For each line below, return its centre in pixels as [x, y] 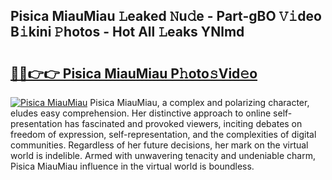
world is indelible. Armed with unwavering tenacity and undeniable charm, [163, 155]
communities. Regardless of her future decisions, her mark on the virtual [159, 145]
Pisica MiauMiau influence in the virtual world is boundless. [132, 166]
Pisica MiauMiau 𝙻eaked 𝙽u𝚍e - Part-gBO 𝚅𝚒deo [166, 16]
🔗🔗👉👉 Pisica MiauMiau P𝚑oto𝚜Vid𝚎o [134, 73]
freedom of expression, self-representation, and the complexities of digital [163, 134]
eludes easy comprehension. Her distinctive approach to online [141, 113]
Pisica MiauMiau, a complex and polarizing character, [199, 102]
